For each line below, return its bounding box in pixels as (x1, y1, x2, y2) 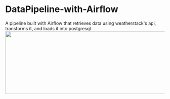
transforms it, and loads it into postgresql (5, 25, 91, 31)
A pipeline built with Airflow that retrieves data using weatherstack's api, (5, 20, 156, 26)
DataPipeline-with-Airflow (5, 4, 118, 15)
